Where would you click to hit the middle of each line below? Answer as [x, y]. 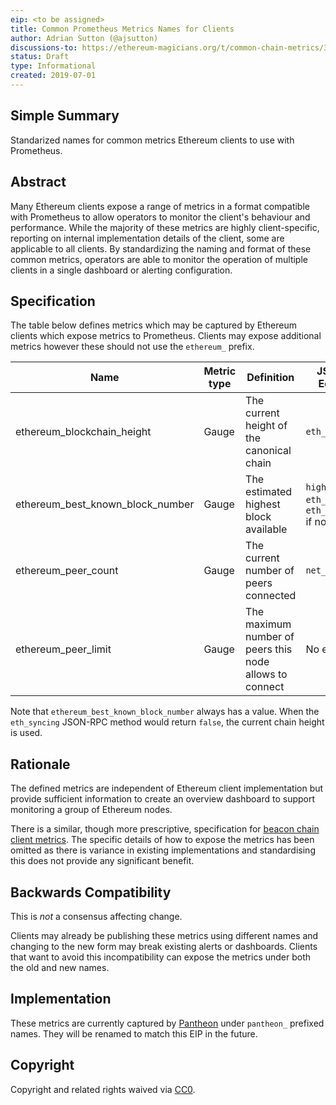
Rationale [40, 764]
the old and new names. [60, 967]
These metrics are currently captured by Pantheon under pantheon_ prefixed [167, 1023]
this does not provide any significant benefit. [102, 861]
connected [271, 596]
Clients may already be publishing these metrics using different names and [164, 935]
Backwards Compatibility [91, 892]
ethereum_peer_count [67, 571]
